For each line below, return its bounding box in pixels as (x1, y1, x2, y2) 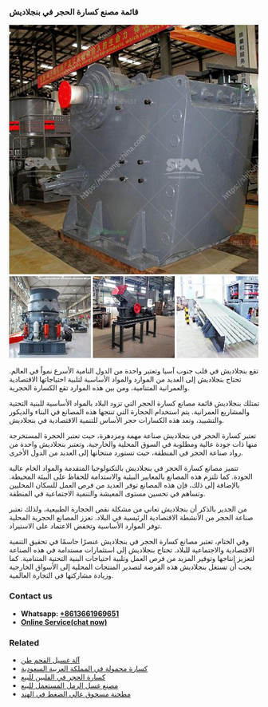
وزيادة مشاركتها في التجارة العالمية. (9, 571, 114, 580)
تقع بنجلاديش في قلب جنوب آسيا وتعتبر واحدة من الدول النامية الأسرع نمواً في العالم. (9, 366, 258, 376)
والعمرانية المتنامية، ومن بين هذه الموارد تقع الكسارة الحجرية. (9, 383, 190, 393)
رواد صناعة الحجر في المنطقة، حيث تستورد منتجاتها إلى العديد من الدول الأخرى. (9, 448, 244, 457)
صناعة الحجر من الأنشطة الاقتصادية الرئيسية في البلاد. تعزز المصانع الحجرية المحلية (9, 513, 254, 523)
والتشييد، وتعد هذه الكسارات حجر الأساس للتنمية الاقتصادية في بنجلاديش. (9, 416, 224, 425)
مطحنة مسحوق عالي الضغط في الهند (20, 689, 131, 698)
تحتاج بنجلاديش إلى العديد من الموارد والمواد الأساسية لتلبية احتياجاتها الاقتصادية (9, 374, 242, 385)
